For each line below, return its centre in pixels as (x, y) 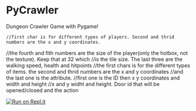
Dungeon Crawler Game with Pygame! (52, 26)
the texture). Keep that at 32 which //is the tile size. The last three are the (94, 59)
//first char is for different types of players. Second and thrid (90, 37)
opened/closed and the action (43, 90)
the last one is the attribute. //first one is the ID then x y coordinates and (93, 78)
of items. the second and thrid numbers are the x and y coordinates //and (95, 71)
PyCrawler (32, 10)
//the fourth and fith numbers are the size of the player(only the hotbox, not (97, 53)
